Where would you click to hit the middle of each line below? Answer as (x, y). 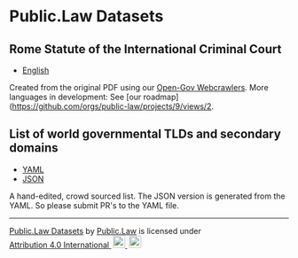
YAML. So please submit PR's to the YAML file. (94, 205)
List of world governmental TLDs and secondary (145, 134)
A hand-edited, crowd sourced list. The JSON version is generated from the (147, 196)
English (35, 70)
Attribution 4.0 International (59, 245)
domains (34, 148)
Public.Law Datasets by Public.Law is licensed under (106, 231)
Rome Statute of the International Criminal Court (145, 49)
